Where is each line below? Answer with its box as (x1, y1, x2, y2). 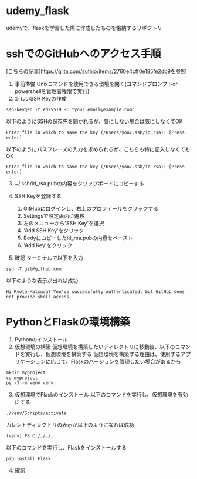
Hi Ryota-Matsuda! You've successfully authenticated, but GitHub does (6, 288, 185, 295)
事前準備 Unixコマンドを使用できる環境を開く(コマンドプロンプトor (14, 80, 178, 87)
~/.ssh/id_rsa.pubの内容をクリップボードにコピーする (14, 179, 145, 187)
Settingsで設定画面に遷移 (23, 212, 85, 219)
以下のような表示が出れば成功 (6, 277, 78, 284)
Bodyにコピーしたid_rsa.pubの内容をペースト (23, 234, 133, 241)
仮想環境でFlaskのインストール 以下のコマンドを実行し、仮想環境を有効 (14, 391, 189, 398)
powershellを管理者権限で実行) (14, 87, 90, 95)
